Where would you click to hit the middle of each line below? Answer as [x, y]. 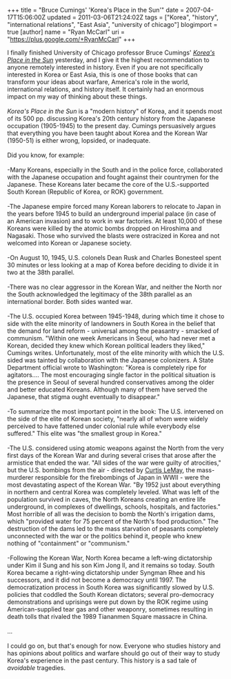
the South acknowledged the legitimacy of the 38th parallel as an [100, 294]
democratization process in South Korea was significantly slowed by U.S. [111, 587]
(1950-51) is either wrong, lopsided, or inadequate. [79, 140]
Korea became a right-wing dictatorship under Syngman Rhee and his [106, 572]
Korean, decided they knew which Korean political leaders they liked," [106, 345]
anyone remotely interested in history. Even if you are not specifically [105, 67]
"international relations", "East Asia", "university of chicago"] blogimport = [112, 24]
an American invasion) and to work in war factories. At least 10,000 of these [115, 221]
